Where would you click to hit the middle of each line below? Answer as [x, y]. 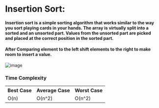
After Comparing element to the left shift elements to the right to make [78, 49]
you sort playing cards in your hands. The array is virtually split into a [77, 28]
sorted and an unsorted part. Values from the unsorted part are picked [78, 33]
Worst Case [89, 90]
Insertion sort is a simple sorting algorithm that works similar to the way [80, 22]
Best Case [20, 90]
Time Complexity [26, 78]
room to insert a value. [28, 54]
